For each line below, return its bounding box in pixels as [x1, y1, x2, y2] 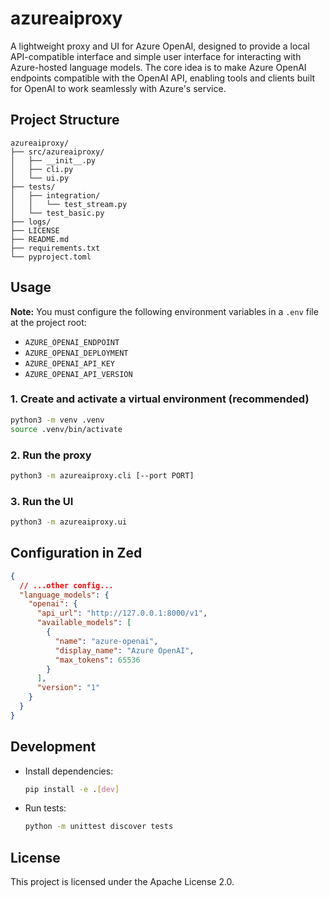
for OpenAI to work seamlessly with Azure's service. [10, 82, 227, 94]
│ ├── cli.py [10, 164, 74, 174]
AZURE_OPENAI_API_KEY [24, 358, 115, 369]
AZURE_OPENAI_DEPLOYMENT [24, 348, 129, 358]
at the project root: [10, 316, 87, 328]
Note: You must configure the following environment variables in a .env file [10, 305, 319, 317]
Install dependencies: [24, 765, 114, 777]
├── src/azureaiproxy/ [10, 147, 105, 157]
